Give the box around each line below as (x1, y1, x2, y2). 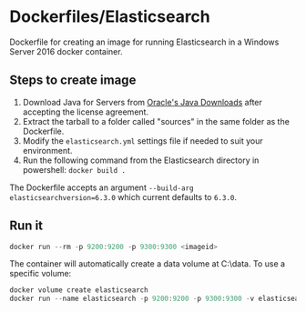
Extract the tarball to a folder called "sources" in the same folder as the (22, 116, 290, 126)
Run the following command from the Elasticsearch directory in (22, 155, 260, 166)
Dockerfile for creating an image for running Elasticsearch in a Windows (9, 36, 280, 47)
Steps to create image (9, 73, 137, 88)
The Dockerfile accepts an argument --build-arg (9, 182, 194, 193)
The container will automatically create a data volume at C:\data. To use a (9, 258, 285, 269)
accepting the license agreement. (22, 106, 148, 117)
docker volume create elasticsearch (9, 286, 148, 295)
